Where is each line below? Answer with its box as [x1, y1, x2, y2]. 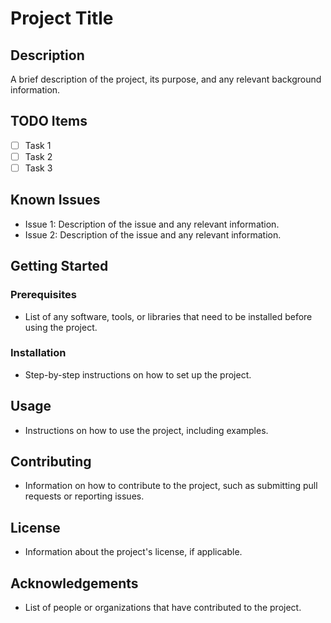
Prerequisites [10, 288, 77, 302]
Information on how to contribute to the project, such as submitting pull [24, 480, 318, 492]
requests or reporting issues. [24, 490, 145, 502]
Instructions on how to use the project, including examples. [24, 424, 269, 436]
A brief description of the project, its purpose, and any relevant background [10, 73, 322, 85]
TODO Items [10, 113, 88, 130]
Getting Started [10, 258, 109, 275]
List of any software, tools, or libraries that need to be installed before [24, 310, 313, 322]
